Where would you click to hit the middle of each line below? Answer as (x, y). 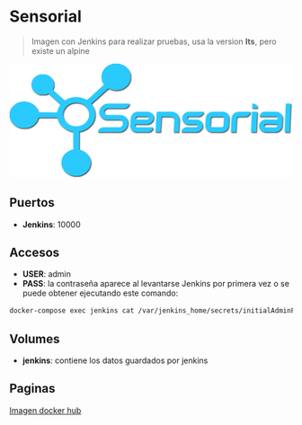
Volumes (35, 339)
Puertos (32, 203)
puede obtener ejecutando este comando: (100, 293)
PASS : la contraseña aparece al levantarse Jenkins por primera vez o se (156, 284)
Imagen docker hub (45, 410)
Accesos (35, 252)
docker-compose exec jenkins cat (72, 311)
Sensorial (46, 17)
